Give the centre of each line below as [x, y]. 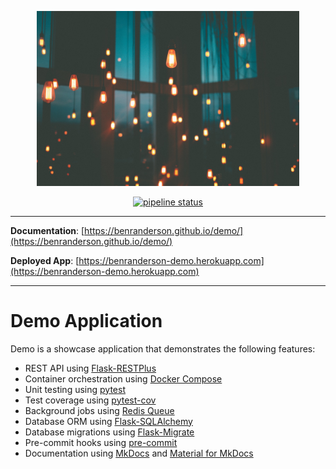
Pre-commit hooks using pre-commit [101, 442]
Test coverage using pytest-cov [90, 400]
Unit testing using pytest [75, 389]
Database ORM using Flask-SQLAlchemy [108, 421]
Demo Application [86, 320]
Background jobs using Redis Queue [99, 410]
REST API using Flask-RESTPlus [90, 368]
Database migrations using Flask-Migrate [109, 432]
